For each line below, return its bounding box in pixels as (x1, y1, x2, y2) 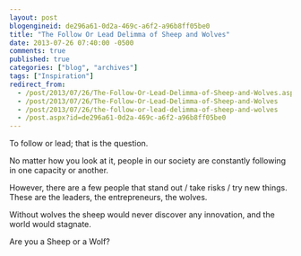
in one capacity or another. (9, 165, 109, 176)
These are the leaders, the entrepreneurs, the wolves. (9, 192, 208, 203)
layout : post (9, 13, 58, 22)
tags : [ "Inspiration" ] (9, 72, 94, 81)
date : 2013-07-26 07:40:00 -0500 (9, 38, 134, 48)
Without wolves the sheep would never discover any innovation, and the (9, 209, 275, 220)
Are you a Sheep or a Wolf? (9, 236, 110, 247)
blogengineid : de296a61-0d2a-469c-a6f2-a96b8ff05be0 (9, 22, 211, 31)
